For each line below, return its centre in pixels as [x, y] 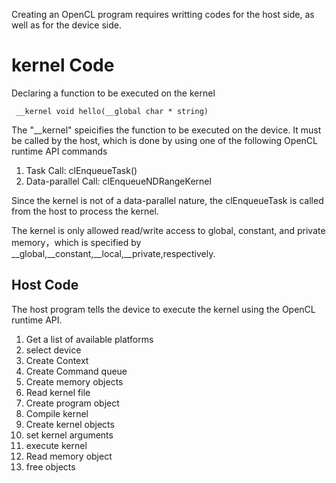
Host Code [45, 285]
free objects [50, 466]
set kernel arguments [69, 435]
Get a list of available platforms [89, 339]
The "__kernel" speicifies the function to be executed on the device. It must [166, 130]
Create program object [72, 403]
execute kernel [56, 445]
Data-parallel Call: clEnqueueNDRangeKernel [118, 181]
